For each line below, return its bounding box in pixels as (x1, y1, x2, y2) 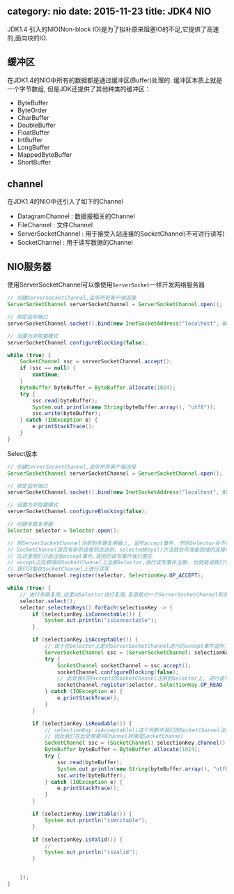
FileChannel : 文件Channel (17, 221, 93, 229)
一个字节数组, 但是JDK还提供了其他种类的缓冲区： (7, 84, 151, 93)
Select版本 (7, 449, 38, 457)
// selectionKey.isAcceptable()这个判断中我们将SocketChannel (44, 727, 221, 734)
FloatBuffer (17, 128, 50, 137)
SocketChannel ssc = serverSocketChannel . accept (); (19, 358, 173, 365)
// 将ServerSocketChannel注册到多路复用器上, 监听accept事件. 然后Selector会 (7, 540, 221, 547)
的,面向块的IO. (7, 33, 47, 42)
